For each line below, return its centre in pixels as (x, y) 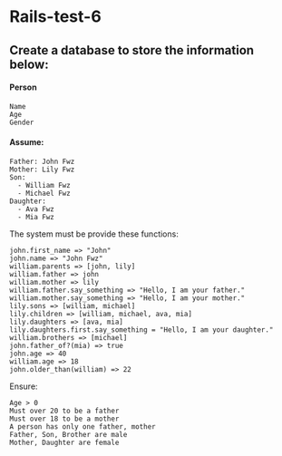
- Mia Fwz (36, 217)
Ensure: (24, 386)
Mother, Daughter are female (64, 442)
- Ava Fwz (36, 209)
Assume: (27, 142)
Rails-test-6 (55, 17)
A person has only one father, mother (83, 427)
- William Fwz (44, 185)
